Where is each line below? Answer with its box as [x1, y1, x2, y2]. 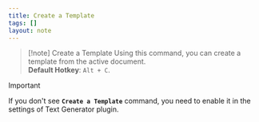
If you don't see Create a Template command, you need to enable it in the [8, 96, 251, 106]
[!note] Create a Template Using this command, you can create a [27, 49, 241, 58]
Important [8, 81, 41, 90]
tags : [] [8, 19, 38, 27]
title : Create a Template [8, 11, 94, 20]
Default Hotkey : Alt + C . [27, 65, 110, 75]
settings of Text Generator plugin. [8, 104, 119, 114]
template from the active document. [27, 57, 146, 66]
